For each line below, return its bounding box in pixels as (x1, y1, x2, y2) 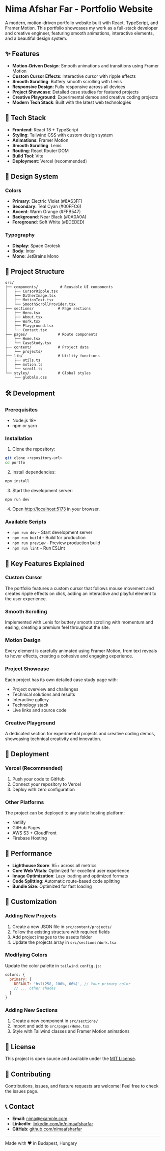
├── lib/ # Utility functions (5, 353, 100, 359)
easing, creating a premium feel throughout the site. (5, 624, 110, 630)
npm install (5, 479, 29, 484)
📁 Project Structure (5, 267, 65, 276)
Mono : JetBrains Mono (12, 253, 59, 259)
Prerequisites (5, 406, 38, 413)
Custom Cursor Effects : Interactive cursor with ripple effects (12, 73, 136, 79)
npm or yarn (12, 423, 37, 429)
